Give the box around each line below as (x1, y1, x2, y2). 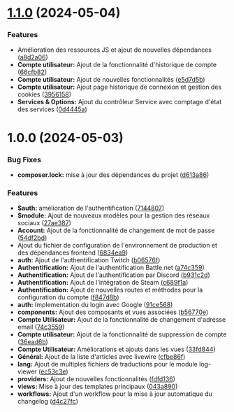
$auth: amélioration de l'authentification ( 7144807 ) (17, 204, 165, 213)
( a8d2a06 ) (17, 53, 49, 62)
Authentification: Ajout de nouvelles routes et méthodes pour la (17, 285, 203, 294)
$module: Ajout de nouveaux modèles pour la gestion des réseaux (17, 211, 210, 220)
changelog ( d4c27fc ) (17, 397, 79, 406)
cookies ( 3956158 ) (17, 90, 72, 99)
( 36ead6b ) (17, 338, 49, 346)
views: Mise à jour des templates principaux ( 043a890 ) (17, 383, 178, 391)
